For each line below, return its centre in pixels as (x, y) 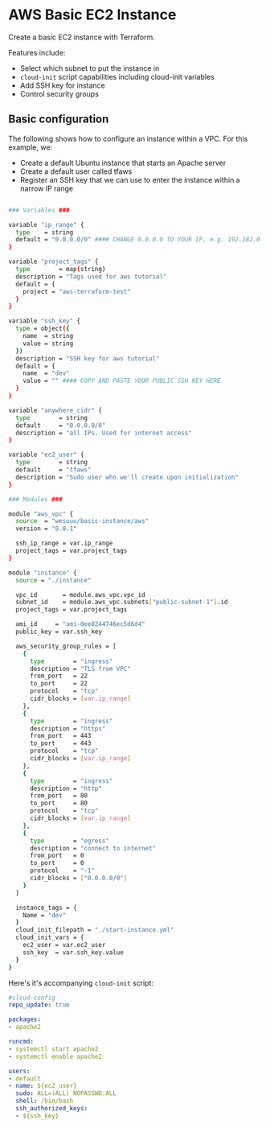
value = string (48, 344)
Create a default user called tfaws (76, 171)
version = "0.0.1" (47, 529)
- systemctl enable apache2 (55, 1056)
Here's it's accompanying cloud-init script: (81, 982)
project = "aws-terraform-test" (77, 291)
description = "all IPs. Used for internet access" (104, 433)
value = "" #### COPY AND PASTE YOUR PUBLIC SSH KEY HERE (122, 381)
